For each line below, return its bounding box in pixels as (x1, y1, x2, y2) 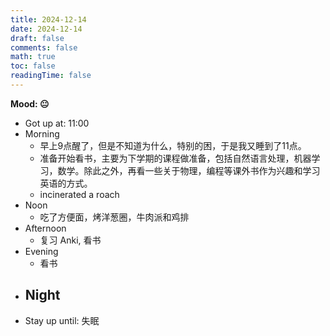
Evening (24, 245, 59, 257)
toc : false (10, 61, 56, 71)
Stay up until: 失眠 (24, 314, 100, 326)
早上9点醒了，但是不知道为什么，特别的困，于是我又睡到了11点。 (39, 139, 307, 151)
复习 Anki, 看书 (39, 234, 102, 246)
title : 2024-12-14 (10, 14, 87, 25)
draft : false (10, 33, 65, 43)
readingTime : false (10, 71, 92, 81)
